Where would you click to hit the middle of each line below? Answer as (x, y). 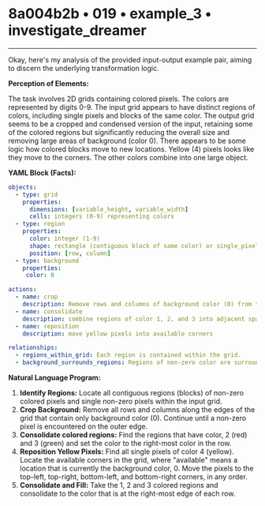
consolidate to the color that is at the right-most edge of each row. (127, 493)
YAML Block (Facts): (42, 172)
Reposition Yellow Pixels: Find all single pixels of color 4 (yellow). (127, 452)
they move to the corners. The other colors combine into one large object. (128, 157)
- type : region (40, 224)
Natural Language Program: (54, 378)
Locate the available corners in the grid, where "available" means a (129, 460)
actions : (22, 290)
